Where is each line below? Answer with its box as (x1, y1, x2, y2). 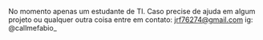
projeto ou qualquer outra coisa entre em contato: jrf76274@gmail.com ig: (8, 15, 253, 24)
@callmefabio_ (8, 24, 58, 32)
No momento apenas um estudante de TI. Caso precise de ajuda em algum (8, 7, 256, 16)
